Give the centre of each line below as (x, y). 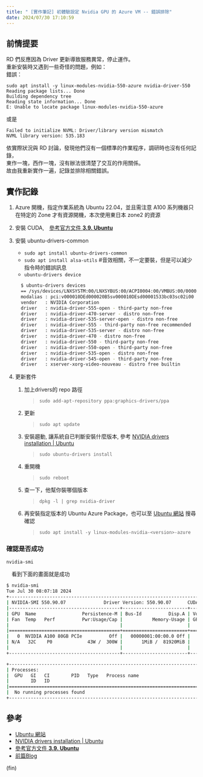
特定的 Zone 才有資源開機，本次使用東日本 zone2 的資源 (91, 215)
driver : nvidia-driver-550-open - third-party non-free (97, 347)
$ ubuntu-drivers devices (53, 285)
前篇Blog (26, 756)
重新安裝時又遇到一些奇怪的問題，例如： (56, 67)
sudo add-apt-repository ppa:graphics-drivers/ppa (104, 401)
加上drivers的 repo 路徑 (53, 390)
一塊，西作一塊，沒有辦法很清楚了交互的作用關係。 (80, 163)
